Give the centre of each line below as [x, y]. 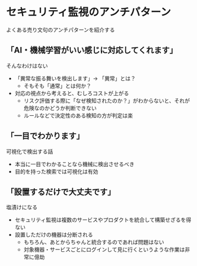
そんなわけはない [27, 65]
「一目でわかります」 [45, 136]
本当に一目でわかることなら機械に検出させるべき [74, 164]
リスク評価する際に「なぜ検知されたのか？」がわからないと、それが [107, 100]
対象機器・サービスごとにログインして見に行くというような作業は [104, 249]
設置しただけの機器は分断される [54, 235]
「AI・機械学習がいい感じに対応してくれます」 [92, 50]
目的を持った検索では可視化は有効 [56, 171]
